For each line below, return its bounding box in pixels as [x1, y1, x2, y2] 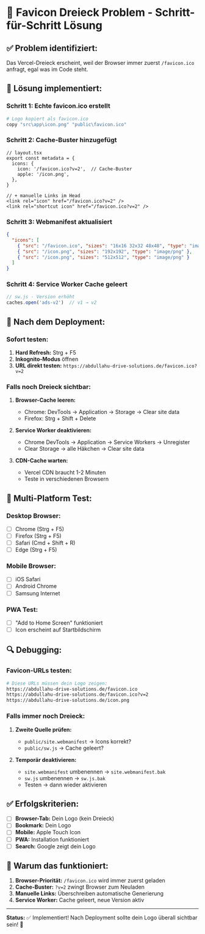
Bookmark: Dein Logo [15, 822, 71, 829]
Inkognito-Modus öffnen [15, 355, 79, 363]
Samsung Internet [15, 589, 60, 597]
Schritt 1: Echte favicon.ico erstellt [6, 102, 111, 110]
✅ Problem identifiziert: [6, 43, 98, 53]
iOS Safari [15, 576, 41, 583]
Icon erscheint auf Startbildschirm [15, 626, 101, 633]
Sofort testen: [6, 335, 49, 344]
